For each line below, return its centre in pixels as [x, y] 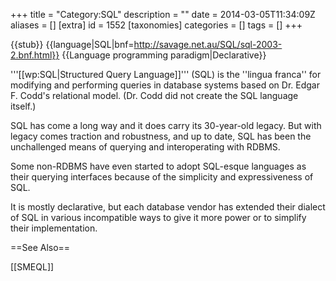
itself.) [23, 106]
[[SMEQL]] [32, 267]
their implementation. [54, 228]
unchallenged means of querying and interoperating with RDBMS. [145, 147]
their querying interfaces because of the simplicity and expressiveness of [162, 177]
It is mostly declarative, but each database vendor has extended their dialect [168, 207]
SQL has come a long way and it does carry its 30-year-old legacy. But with [166, 125]
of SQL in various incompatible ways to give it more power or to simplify [158, 217]
